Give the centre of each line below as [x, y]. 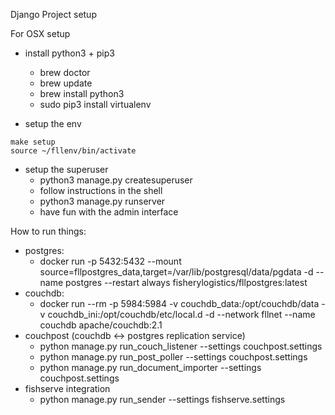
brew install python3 [82, 93]
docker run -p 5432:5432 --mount [110, 261]
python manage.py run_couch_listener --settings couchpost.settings [181, 346]
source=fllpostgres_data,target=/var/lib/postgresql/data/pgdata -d [176, 272]
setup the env [53, 123]
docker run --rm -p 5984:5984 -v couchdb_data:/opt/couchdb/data [179, 303]
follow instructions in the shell [101, 190]
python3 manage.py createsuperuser [116, 180]
